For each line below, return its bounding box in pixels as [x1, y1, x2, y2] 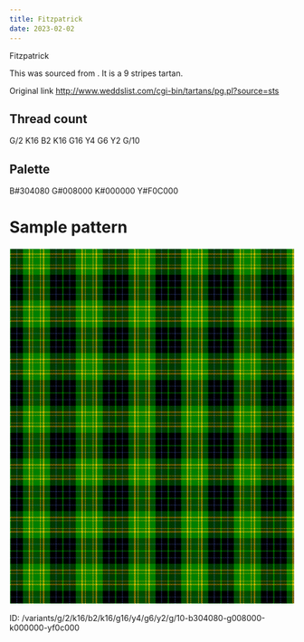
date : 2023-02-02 [9, 24, 75, 33]
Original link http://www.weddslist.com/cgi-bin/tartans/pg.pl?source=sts [9, 85, 280, 96]
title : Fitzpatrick [9, 14, 83, 24]
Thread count [9, 111, 88, 127]
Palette [9, 161, 51, 176]
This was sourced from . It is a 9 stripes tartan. [9, 68, 184, 79]
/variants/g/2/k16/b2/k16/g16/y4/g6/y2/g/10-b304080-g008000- [21, 613, 265, 624]
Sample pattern [9, 217, 128, 238]
